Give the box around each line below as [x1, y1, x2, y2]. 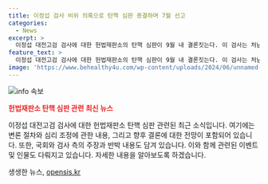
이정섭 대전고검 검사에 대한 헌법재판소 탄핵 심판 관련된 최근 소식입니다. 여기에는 [8, 120, 255, 130]
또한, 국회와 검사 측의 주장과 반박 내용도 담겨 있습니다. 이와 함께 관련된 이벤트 [18, 140, 259, 150]
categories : [8, 19, 48, 27]
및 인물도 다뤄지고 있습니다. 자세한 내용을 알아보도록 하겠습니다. [8, 150, 207, 159]
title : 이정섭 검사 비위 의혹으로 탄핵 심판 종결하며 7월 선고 [8, 11, 186, 20]
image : [8, 64, 30, 72]
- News [15, 26, 37, 34]
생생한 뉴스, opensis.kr [8, 166, 81, 176]
